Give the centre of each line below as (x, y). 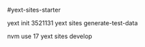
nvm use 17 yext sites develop (50, 36)
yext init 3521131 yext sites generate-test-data (72, 23)
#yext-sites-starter (34, 10)
